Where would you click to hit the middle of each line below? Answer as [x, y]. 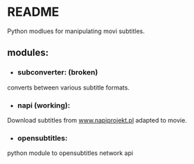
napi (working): [44, 105]
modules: [28, 53]
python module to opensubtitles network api [70, 153]
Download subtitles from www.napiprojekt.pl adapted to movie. [97, 120]
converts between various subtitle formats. [69, 88]
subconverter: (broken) [58, 72]
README [33, 12]
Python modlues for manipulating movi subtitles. [76, 31]
